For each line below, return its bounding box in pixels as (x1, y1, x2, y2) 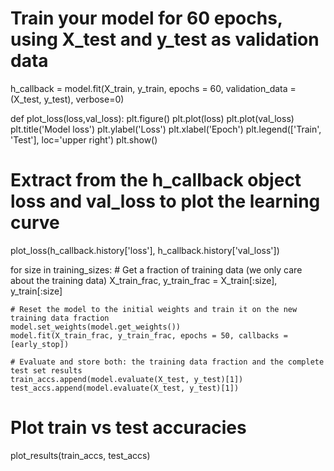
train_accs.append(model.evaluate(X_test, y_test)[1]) (10, 374, 244, 384)
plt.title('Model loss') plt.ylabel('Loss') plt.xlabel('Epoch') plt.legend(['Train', (10, 123, 322, 135)
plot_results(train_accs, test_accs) (10, 449, 151, 461)
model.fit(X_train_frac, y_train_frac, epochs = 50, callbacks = (10, 330, 288, 341)
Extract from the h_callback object (10, 169, 302, 192)
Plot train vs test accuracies (10, 417, 247, 439)
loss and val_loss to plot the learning (10, 190, 321, 213)
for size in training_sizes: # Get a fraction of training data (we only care (10, 263, 303, 276)
